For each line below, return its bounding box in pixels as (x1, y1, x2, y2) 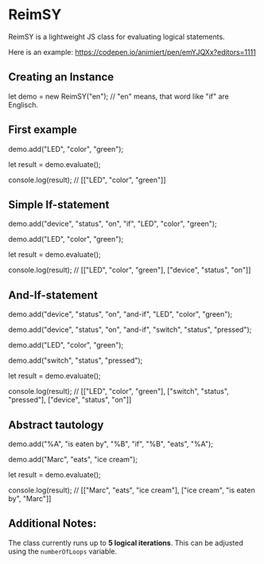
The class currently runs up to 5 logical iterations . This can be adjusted (8, 538, 244, 547)
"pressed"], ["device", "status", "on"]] (8, 395, 132, 405)
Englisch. (8, 99, 38, 109)
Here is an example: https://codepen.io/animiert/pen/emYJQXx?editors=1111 (8, 47, 256, 56)
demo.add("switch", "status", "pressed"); (8, 356, 143, 365)
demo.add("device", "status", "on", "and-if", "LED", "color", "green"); (8, 309, 233, 319)
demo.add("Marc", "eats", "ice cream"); (8, 455, 138, 464)
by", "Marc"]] (8, 494, 52, 503)
